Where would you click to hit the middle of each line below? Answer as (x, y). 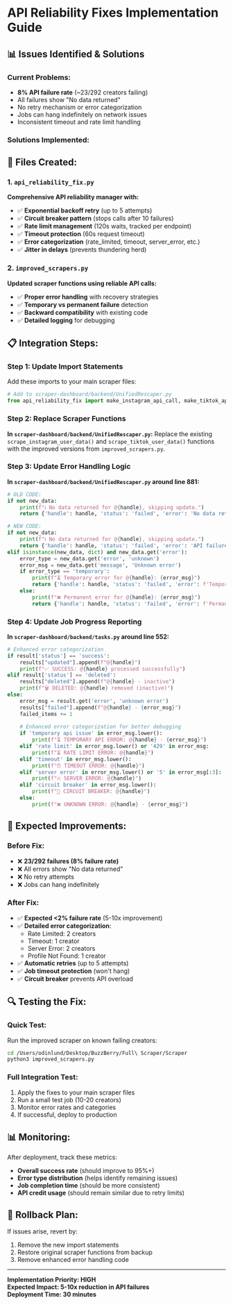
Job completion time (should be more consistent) (88, 1186)
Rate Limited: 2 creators (62, 933)
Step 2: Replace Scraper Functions (67, 419)
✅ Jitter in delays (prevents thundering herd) (82, 250)
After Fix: (23, 903)
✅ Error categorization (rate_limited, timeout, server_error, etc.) (109, 242)
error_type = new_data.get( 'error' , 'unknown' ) (89, 558)
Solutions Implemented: (49, 140)
